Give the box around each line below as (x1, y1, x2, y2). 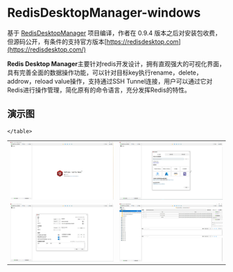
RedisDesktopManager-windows (7, 5, 201, 21)
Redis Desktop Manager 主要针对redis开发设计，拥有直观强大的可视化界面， (7, 59, 225, 67)
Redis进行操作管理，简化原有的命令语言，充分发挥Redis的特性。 (7, 86, 191, 94)
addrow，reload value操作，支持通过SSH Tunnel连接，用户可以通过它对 (7, 77, 213, 85)
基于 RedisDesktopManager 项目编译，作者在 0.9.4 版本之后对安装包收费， (7, 29, 222, 37)
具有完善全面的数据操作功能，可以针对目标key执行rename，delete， (7, 68, 202, 77)
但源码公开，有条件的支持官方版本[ (7, 37, 107, 46)
